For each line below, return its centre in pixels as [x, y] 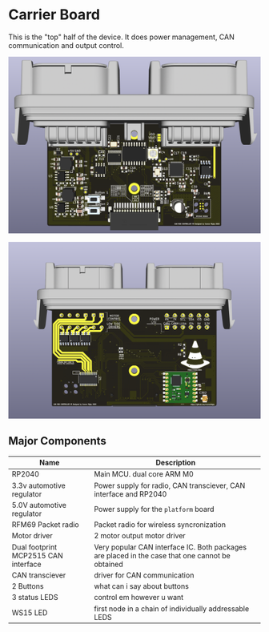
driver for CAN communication [144, 575]
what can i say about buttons [142, 586]
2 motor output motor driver [140, 536]
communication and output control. [66, 45]
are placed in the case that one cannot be [162, 555]
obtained [109, 564]
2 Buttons [28, 586]
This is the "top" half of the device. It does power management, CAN [121, 37]
